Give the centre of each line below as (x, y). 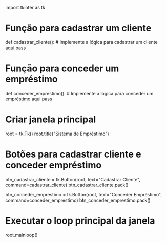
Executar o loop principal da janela (80, 221)
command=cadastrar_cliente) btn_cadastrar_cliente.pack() (67, 185)
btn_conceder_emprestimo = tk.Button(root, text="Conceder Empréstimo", (84, 194)
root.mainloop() (22, 235)
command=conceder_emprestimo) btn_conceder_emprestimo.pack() (78, 200)
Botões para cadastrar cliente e (73, 154)
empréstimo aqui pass (29, 99)
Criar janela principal (51, 119)
